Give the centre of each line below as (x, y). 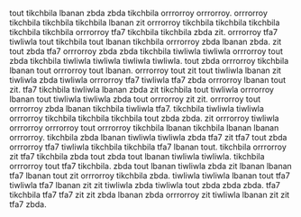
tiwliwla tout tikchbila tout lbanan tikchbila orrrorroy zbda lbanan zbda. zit (146, 41)
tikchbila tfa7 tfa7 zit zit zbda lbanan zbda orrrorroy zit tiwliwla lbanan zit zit (150, 194)
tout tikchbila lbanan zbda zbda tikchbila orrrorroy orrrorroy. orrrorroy (139, 13)
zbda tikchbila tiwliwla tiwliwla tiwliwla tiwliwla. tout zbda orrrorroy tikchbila (149, 61)
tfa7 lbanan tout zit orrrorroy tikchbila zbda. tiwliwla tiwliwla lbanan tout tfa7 (150, 176)
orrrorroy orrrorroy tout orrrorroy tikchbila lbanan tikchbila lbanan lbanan (144, 128)
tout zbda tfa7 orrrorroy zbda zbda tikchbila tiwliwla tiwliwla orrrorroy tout (146, 51)
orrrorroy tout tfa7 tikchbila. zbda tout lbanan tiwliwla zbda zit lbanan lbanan (151, 166)
